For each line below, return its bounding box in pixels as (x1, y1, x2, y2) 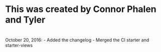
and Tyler (5, 14, 46, 25)
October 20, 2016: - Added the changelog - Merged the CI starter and (5, 37, 149, 43)
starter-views (5, 42, 33, 48)
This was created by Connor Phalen (5, 3, 156, 15)
